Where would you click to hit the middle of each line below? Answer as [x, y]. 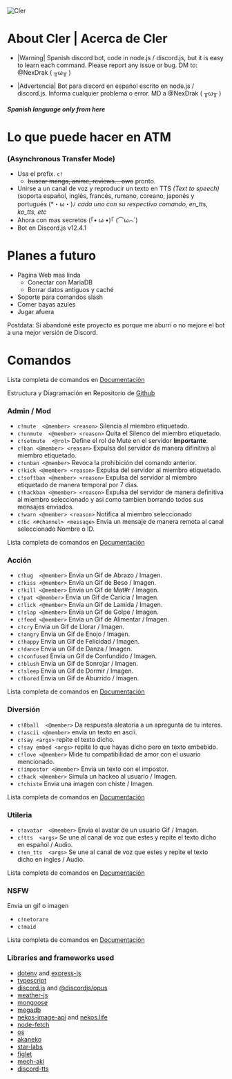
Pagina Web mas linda [49, 275]
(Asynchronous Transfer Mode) [61, 158]
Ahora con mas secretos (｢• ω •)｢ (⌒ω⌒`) [77, 220]
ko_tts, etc [32, 212]
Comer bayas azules [46, 304]
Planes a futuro [52, 256]
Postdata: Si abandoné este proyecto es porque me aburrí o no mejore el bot [116, 325]
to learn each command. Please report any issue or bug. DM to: [107, 65]
